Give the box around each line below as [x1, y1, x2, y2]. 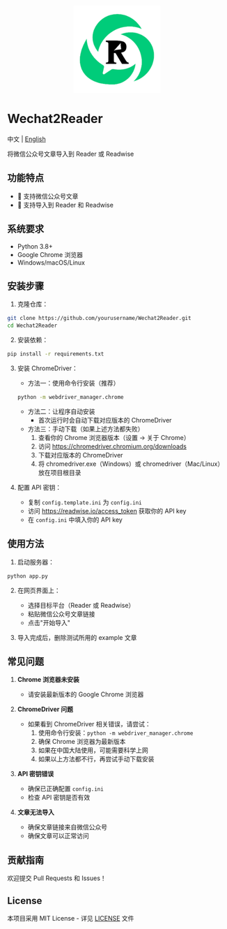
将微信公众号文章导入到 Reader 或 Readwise [7, 149, 134, 158]
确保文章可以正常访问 [27, 832, 89, 840]
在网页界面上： [17, 586, 61, 594]
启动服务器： [17, 557, 54, 566]
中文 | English [7, 135, 47, 143]
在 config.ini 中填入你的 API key [27, 515, 123, 524]
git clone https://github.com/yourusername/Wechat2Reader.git [7, 315, 191, 322]
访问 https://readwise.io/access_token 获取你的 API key [27, 506, 187, 515]
